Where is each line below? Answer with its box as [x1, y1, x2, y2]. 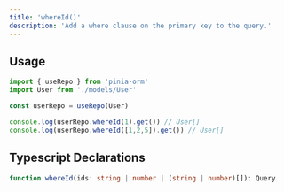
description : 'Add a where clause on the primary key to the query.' [9, 21, 272, 30]
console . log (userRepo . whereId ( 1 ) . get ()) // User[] [9, 117, 201, 127]
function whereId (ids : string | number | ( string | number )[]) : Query [9, 173, 276, 182]
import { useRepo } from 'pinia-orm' [9, 77, 149, 87]
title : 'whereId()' [9, 12, 82, 22]
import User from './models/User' [9, 86, 138, 95]
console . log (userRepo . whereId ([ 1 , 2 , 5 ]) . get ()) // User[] [9, 126, 225, 134]
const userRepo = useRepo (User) [9, 102, 129, 111]
